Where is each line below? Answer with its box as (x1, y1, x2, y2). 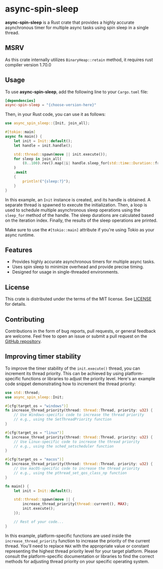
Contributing (5, 315, 45, 324)
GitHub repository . (5, 339, 42, 344)
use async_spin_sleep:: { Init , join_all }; (5, 121, 90, 126)
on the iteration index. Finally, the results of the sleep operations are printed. (5, 217, 158, 223)
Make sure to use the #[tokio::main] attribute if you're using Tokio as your (5, 227, 155, 232)
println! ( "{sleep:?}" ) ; (22, 179, 70, 184)
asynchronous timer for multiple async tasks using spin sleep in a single (5, 24, 149, 30)
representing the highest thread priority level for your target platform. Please (5, 548, 158, 554)
